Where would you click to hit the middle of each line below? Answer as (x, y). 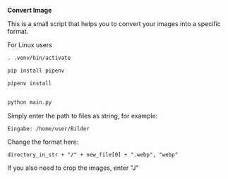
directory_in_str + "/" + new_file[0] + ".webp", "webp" (93, 154)
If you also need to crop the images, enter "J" (73, 168)
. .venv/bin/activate (39, 58)
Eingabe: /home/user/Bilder (49, 129)
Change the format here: (43, 142)
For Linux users (30, 45)
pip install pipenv (36, 70)
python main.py (30, 102)
